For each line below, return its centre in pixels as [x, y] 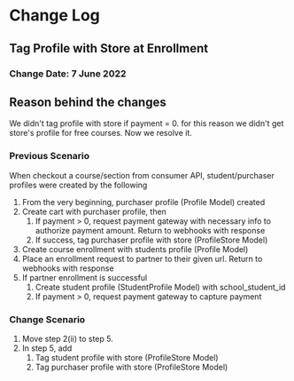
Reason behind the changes [88, 102]
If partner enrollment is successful [85, 277]
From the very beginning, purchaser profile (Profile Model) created [143, 202]
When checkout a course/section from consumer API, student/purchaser [142, 175]
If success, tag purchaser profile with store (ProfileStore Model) [151, 240]
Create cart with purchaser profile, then [94, 211]
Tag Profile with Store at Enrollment [109, 48]
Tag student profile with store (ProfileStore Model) [127, 357]
